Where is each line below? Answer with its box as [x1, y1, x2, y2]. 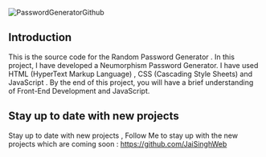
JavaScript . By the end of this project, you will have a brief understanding [8, 77, 254, 87]
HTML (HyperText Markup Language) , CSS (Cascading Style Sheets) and [8, 69, 253, 78]
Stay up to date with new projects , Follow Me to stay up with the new [8, 131, 239, 140]
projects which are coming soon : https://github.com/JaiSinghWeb [8, 139, 227, 148]
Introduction [8, 30, 72, 44]
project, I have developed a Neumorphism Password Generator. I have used [8, 60, 259, 70]
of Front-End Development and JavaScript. [8, 86, 150, 95]
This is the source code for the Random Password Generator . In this [8, 52, 235, 62]
